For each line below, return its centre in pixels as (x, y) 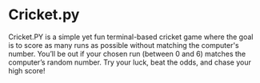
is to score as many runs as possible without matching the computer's (124, 45)
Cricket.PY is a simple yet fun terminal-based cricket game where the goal (131, 37)
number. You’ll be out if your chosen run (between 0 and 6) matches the (127, 53)
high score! (27, 70)
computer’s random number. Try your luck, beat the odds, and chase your (130, 62)
